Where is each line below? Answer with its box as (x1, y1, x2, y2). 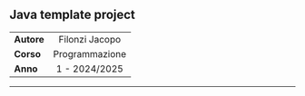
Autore (14, 33, 45, 45)
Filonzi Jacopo (58, 33, 122, 45)
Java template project (9, 7, 136, 23)
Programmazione (53, 47, 127, 60)
